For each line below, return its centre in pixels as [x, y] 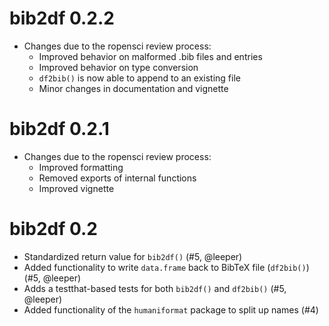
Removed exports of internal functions [117, 178]
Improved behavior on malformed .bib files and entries [150, 56]
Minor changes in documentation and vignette [133, 88]
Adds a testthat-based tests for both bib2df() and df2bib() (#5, [155, 288]
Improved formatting [81, 167]
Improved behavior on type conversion [118, 67]
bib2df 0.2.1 [59, 129]
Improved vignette [76, 188]
